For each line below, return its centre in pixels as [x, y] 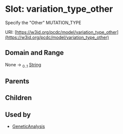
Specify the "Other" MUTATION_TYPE [43, 23]
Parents [17, 81]
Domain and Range [35, 53]
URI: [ [11, 32]
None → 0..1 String [23, 65]
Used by [18, 115]
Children [18, 98]
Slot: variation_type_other [59, 9]
